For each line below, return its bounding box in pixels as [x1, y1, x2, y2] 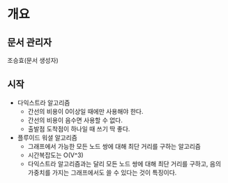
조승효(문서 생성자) [7, 57, 59, 64]
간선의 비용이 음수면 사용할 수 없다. [27, 116, 123, 124]
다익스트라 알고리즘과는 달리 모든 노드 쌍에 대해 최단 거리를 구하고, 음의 [27, 159, 222, 168]
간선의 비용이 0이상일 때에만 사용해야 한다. [27, 107, 144, 115]
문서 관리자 [7, 36, 52, 48]
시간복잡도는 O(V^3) [27, 151, 84, 159]
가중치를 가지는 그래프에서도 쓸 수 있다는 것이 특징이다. [27, 168, 177, 177]
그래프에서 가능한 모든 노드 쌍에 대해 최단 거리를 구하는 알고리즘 [27, 142, 201, 150]
